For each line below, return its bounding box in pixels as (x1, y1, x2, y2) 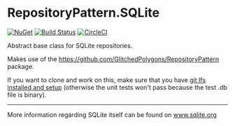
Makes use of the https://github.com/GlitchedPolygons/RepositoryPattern (7, 54, 219, 63)
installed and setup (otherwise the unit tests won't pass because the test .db (7, 83, 227, 91)
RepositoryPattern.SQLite (7, 5, 159, 21)
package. (7, 62, 34, 70)
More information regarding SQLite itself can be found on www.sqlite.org (7, 110, 217, 119)
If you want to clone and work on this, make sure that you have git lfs (7, 75, 206, 84)
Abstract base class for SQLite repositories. (7, 41, 133, 49)
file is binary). (7, 90, 47, 99)
